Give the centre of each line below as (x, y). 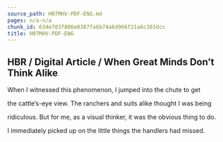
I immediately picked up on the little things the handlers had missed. (106, 131)
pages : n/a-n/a (30, 20)
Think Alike (33, 73)
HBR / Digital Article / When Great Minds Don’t (111, 62)
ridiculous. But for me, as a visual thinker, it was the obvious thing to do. (112, 117)
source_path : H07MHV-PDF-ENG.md (55, 14)
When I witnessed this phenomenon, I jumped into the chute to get (104, 90)
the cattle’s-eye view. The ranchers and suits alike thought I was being (109, 103)
